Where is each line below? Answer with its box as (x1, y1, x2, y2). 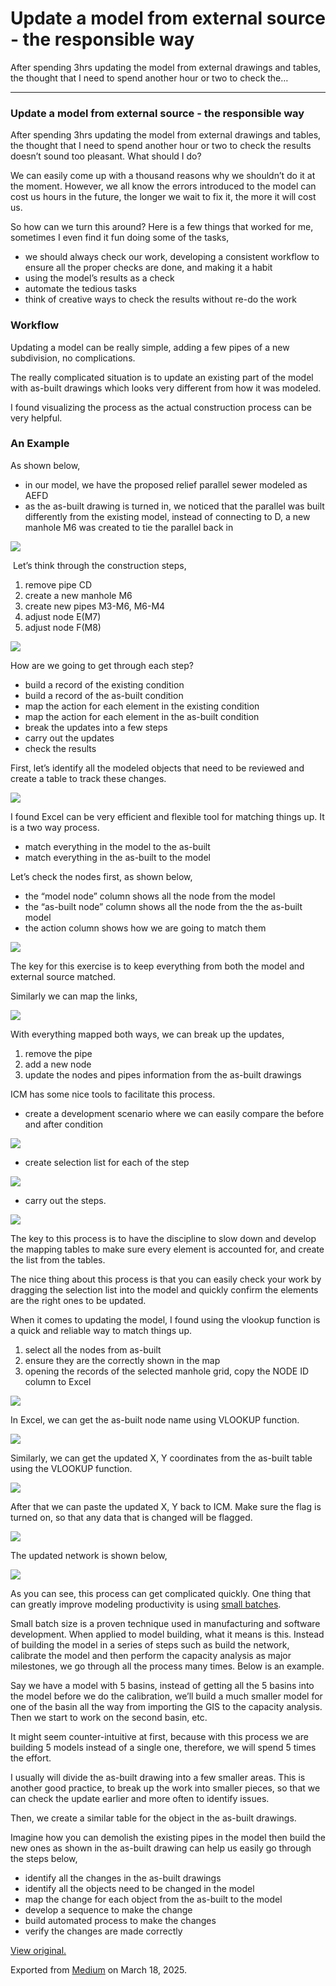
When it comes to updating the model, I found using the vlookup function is (10, 1313, 321, 1326)
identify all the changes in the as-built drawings (24, 1872, 222, 1884)
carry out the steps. (24, 1194, 107, 1206)
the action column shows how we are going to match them (24, 922, 267, 934)
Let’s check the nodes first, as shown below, (10, 870, 193, 882)
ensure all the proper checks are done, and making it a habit (24, 262, 273, 274)
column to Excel (24, 1375, 92, 1387)
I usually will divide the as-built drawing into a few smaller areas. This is (10, 1771, 306, 1783)
